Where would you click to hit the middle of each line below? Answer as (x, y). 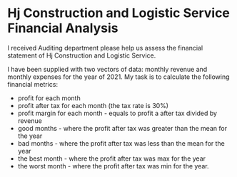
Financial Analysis (63, 28)
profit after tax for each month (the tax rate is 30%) (93, 105)
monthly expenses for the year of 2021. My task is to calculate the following (118, 77)
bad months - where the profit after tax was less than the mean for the (121, 143)
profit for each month (49, 98)
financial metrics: (33, 84)
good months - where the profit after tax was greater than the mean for (122, 128)
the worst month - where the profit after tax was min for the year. (113, 166)
